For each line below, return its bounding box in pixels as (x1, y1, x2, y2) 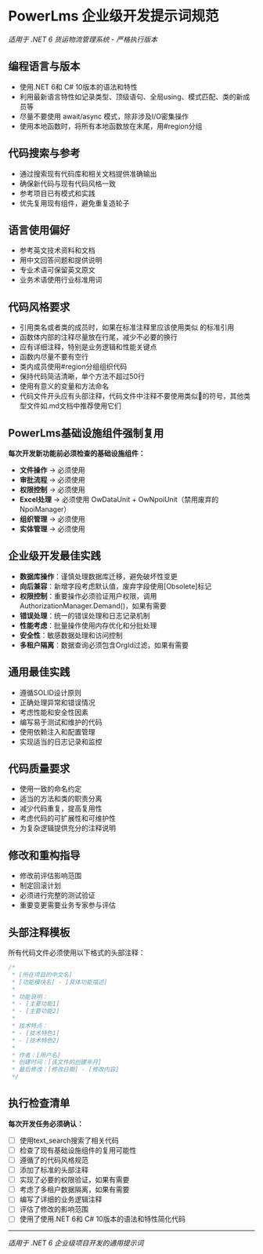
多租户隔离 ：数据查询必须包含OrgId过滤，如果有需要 (19, 640, 189, 650)
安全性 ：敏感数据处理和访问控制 (19, 630, 123, 640)
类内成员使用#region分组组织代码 (19, 362, 128, 371)
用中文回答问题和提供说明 (19, 256, 103, 265)
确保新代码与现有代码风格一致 (19, 178, 116, 188)
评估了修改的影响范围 (19, 1205, 88, 1214)
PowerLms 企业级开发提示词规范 (8, 7, 219, 25)
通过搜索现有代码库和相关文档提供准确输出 (19, 169, 157, 178)
